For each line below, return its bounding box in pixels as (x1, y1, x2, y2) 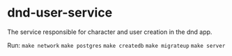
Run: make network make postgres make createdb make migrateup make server (7, 41, 226, 49)
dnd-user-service (7, 5, 113, 21)
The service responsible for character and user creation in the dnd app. (7, 28, 212, 36)
